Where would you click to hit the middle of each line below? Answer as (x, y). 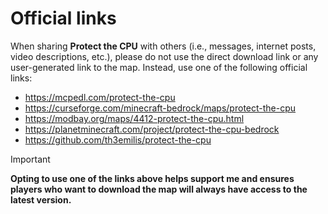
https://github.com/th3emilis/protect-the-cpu (118, 139)
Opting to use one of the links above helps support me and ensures (152, 178)
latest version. (41, 199)
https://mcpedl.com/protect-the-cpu (100, 97)
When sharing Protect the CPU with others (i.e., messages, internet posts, (163, 46)
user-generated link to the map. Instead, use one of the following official (159, 67)
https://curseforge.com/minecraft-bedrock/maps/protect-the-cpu (160, 108)
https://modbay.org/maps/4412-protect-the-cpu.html (134, 118)
